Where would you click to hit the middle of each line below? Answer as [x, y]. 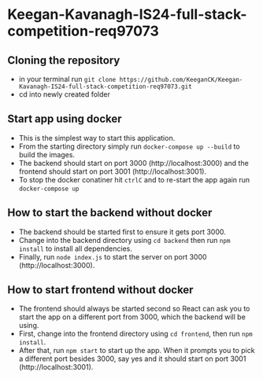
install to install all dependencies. [76, 248]
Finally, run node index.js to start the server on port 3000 [113, 256]
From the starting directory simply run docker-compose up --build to [130, 146]
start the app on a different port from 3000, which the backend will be [132, 317]
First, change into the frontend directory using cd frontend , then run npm [135, 334]
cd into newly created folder [65, 94]
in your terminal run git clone [67, 79]
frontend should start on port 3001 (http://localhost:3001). [112, 171]
